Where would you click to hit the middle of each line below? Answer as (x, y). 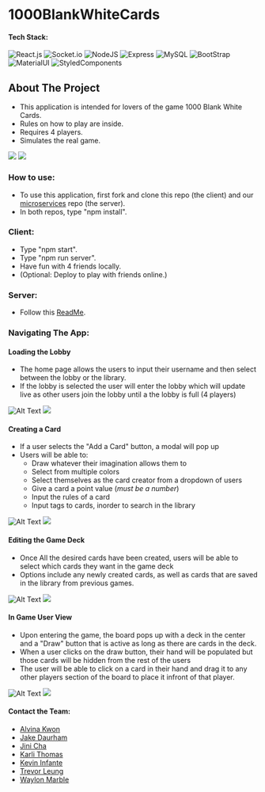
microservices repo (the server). (72, 203)
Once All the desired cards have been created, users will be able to (129, 558)
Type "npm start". (48, 249)
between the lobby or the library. (73, 378)
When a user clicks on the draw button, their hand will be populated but (136, 652)
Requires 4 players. (51, 132)
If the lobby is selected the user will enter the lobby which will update (132, 386)
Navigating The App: (49, 333)
